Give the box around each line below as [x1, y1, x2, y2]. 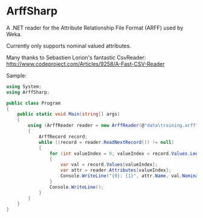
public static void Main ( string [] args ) [17, 111, 120, 117]
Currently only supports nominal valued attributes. [6, 42, 132, 49]
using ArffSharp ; [6, 89, 50, 95]
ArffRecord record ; [38, 134, 88, 140]
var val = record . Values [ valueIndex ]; [60, 161, 158, 168]
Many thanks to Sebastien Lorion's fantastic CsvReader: [6, 54, 146, 61]
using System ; [6, 83, 42, 90]
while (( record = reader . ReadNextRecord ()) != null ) [38, 139, 174, 145]
